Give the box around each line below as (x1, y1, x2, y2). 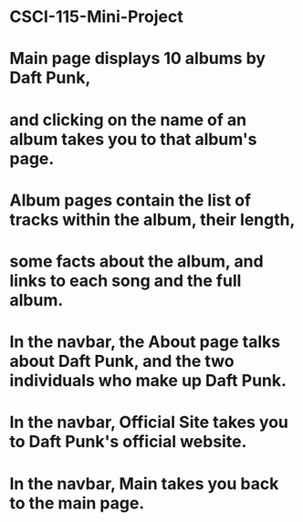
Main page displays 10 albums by (9, 48, 266, 69)
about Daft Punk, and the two (9, 351, 235, 371)
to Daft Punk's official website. (9, 432, 247, 453)
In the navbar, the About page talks (9, 331, 281, 352)
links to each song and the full (9, 270, 242, 291)
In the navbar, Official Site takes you (9, 412, 289, 433)
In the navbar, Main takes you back (9, 473, 279, 494)
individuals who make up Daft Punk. (9, 371, 287, 391)
